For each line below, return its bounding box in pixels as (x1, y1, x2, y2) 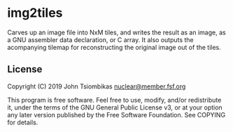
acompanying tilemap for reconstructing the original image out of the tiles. (7, 43, 222, 51)
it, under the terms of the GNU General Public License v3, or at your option (7, 103, 223, 112)
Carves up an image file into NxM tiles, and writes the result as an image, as (7, 28, 226, 37)
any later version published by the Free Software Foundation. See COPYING (7, 110, 226, 119)
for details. (7, 118, 38, 126)
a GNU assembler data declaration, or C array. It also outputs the (7, 35, 194, 44)
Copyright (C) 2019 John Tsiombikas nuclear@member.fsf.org (7, 82, 186, 91)
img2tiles (7, 5, 63, 21)
